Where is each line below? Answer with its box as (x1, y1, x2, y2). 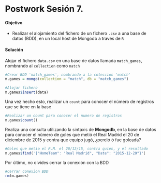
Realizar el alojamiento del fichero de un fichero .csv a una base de (12, 31, 146, 36)
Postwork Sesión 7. (5, 3, 84, 15)
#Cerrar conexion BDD (5, 169, 49, 174)
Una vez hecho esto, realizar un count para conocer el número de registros (5, 99, 154, 105)
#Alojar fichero (5, 85, 38, 90)
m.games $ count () (5, 117, 38, 122)
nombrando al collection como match (5, 63, 80, 68)
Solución (5, 47, 23, 52)
